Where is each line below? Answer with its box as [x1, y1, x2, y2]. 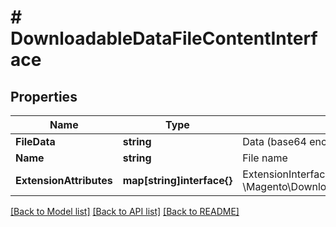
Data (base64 [242, 135, 307, 148]
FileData [15, 135, 56, 148]
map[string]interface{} [122, 174, 233, 187]
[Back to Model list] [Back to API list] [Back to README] [10, 206, 240, 217]
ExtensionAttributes [15, 174, 113, 187]
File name [242, 151, 288, 165]
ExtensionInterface [242, 167, 332, 181]
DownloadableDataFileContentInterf [10, 27, 318, 50]
